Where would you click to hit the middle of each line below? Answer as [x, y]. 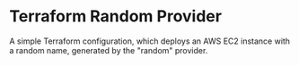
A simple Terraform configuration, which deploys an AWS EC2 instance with [149, 41]
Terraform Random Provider [116, 16]
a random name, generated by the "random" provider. [109, 50]
